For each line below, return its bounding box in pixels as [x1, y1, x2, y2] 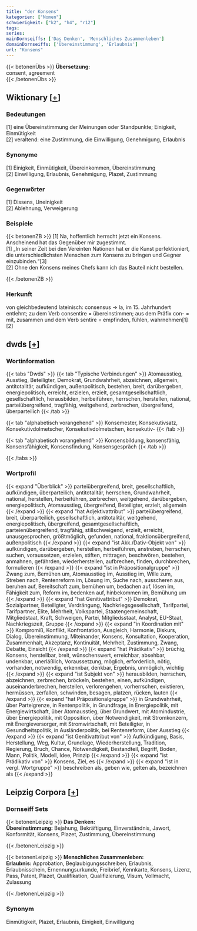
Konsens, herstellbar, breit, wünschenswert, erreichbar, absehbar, [6, 651, 166, 659]
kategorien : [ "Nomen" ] [6, 14, 62, 20]
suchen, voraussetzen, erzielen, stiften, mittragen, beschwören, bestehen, [6, 551, 186, 558]
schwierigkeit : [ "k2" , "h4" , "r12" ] [6, 19, 96, 25]
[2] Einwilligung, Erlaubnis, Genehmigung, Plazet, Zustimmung [6, 170, 157, 177]
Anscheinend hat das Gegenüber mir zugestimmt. [6, 239, 126, 246]
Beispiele [6, 219, 34, 227]
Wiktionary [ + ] [6, 92, 61, 103]
